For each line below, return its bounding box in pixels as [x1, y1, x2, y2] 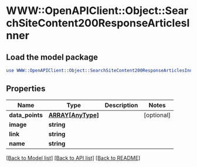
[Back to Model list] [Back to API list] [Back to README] [6, 154, 141, 161]
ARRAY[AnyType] [48, 111, 100, 119]
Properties [6, 83, 46, 94]
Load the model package [6, 52, 98, 62]
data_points [9, 111, 43, 119]
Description [104, 101, 138, 109]
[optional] [143, 111, 171, 119]
